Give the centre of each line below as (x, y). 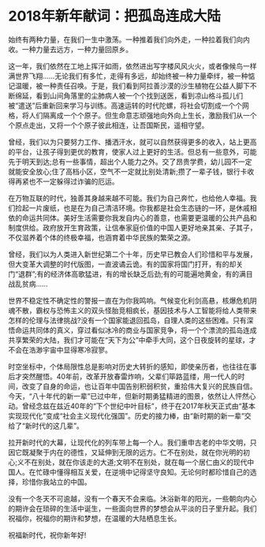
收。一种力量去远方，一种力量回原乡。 (70, 49)
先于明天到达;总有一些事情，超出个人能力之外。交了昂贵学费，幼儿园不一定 (130, 162)
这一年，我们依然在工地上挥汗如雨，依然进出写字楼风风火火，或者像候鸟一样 (132, 66)
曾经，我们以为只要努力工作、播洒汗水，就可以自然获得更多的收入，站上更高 (132, 142)
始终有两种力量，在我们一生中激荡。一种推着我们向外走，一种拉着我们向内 (129, 39)
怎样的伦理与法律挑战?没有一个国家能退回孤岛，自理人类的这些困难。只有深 (131, 320)
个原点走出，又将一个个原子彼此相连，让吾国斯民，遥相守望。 (108, 125)
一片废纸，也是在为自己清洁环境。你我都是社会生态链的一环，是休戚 (139, 208)
